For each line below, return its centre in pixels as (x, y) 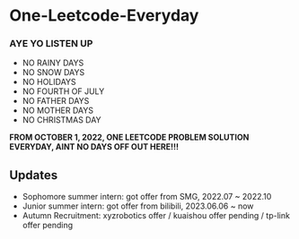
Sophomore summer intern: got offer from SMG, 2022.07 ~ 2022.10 (147, 197)
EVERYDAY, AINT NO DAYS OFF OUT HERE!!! (94, 147)
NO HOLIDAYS (49, 82)
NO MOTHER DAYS (58, 111)
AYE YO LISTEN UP (51, 44)
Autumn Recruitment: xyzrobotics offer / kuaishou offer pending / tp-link (156, 216)
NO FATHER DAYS (56, 101)
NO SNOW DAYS (53, 73)
